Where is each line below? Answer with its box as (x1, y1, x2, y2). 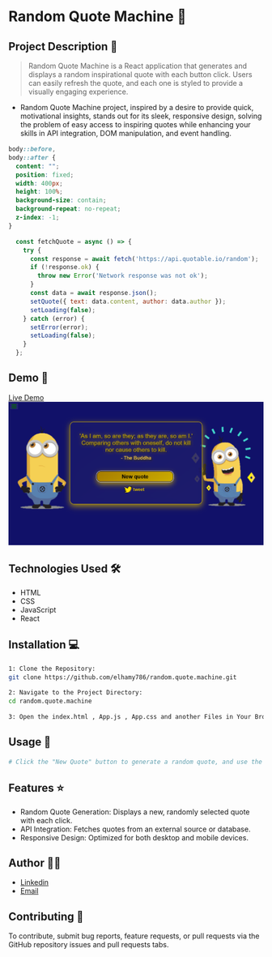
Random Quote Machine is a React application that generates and (28, 61, 248, 70)
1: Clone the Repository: (8, 664, 96, 673)
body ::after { (8, 153, 57, 161)
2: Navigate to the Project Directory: (8, 689, 143, 697)
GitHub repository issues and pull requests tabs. (8, 940, 169, 950)
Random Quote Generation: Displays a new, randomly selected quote (19, 806, 250, 817)
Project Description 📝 (8, 40, 118, 53)
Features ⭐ (8, 781, 65, 795)
